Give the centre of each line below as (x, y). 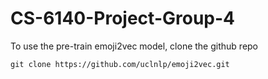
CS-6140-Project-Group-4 (122, 18)
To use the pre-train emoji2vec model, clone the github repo (134, 46)
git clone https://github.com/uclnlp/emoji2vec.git (120, 64)
